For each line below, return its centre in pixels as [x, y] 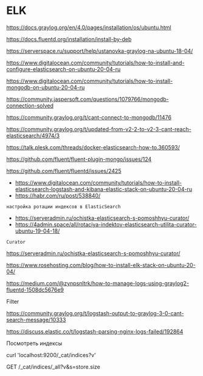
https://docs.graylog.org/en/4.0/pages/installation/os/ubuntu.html [89, 27]
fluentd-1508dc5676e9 [35, 290]
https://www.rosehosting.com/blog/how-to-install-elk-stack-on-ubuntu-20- [101, 265]
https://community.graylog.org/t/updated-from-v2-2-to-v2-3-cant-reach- [99, 129]
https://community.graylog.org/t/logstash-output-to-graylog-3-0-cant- [95, 313]
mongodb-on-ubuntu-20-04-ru [46, 87]
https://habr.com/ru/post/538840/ [58, 196]
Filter [13, 301]
